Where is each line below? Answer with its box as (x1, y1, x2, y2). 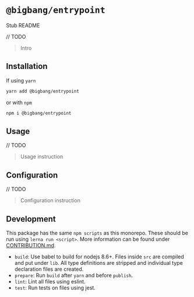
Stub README (6, 22, 40, 29)
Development (6, 214, 57, 224)
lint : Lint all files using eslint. (14, 278, 86, 285)
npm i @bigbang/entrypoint (6, 110, 72, 116)
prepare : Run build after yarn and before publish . (14, 271, 133, 279)
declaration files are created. (14, 265, 84, 272)
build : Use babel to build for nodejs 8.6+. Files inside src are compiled (14, 253, 185, 260)
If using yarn (6, 77, 36, 84)
